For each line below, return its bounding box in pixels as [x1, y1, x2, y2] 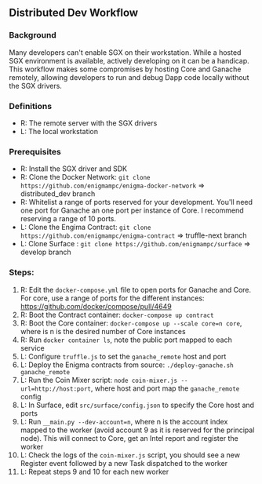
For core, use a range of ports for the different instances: [20, 293, 205, 303]
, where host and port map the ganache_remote [90, 384, 240, 393]
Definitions [9, 100, 53, 111]
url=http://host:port [20, 384, 91, 393]
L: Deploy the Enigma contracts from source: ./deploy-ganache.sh [20, 360, 234, 369]
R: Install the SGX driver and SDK [20, 164, 128, 173]
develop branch [20, 247, 71, 257]
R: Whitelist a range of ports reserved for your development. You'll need [20, 198, 253, 207]
